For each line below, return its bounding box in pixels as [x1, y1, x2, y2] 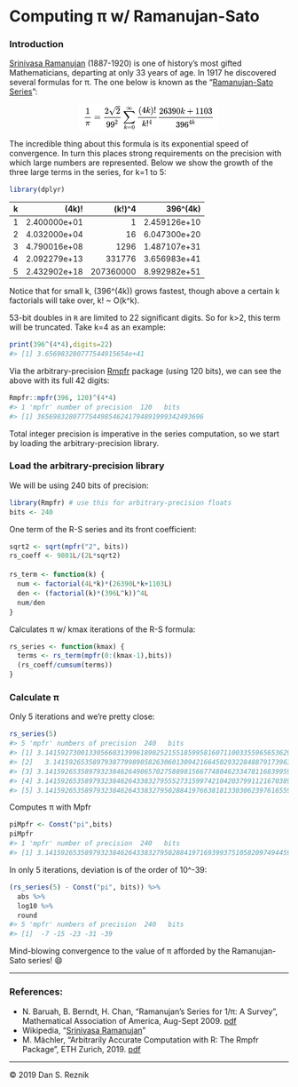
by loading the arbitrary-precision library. [9, 437, 160, 448]
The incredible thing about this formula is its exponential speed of [9, 139, 249, 149]
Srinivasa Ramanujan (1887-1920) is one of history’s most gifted [9, 58, 242, 68]
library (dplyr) [9, 185, 66, 195]
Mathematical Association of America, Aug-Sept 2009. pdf [21, 1015, 237, 1026]
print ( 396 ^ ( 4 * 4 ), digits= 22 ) [9, 340, 114, 349]
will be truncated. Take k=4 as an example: [9, 322, 167, 332]
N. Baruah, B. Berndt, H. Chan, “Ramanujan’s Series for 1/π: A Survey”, [21, 1006, 278, 1017]
